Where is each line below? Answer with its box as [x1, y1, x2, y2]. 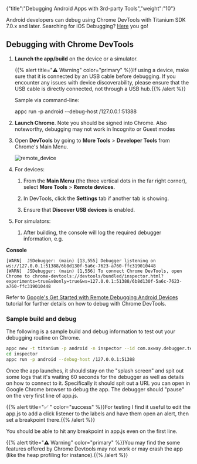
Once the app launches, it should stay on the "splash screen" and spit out [6, 367, 184, 374]
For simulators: [14, 217, 51, 225]
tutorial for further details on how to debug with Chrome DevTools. [6, 300, 167, 307]
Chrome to [6, 273, 30, 279]
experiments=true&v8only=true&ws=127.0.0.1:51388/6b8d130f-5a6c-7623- [6, 278, 182, 284]
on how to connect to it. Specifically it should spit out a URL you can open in [6, 380, 191, 387]
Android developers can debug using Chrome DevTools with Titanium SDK [6, 16, 186, 23]
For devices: [14, 165, 45, 172]
